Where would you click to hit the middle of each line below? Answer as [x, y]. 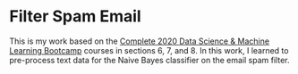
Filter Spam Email [75, 16]
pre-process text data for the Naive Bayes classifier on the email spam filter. [149, 60]
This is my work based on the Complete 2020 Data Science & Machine [140, 41]
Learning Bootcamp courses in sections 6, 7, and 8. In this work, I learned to [149, 50]
